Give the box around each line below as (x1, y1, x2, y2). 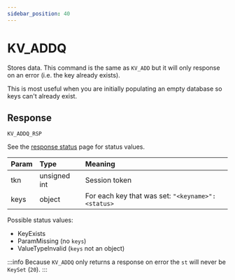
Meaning (85, 159, 115, 169)
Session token (85, 175, 131, 185)
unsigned (39, 171, 71, 181)
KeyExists (17, 230, 46, 238)
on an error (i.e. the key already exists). (7, 71, 120, 79)
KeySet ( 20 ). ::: (7, 265, 48, 274)
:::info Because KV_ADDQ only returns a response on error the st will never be (7, 258, 226, 266)
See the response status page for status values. (7, 142, 145, 151)
